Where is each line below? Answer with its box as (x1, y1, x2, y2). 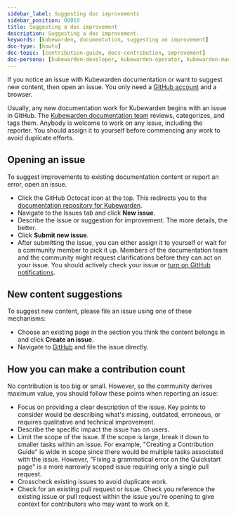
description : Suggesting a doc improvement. (7, 29, 140, 37)
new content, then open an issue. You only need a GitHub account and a (7, 82, 217, 91)
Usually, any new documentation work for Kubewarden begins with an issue (7, 103, 227, 112)
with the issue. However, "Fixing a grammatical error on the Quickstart (17, 455, 221, 464)
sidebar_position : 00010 (7, 17, 80, 24)
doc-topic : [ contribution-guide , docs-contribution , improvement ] (7, 50, 206, 57)
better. (17, 223, 37, 232)
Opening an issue (7, 154, 86, 166)
